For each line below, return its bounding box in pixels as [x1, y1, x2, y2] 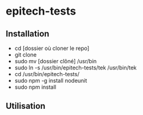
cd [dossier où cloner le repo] [14, 44, 90, 52]
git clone [14, 51, 37, 58]
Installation [5, 29, 50, 39]
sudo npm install [14, 83, 56, 91]
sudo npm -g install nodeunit [14, 77, 87, 84]
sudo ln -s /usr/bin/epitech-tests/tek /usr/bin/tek [14, 64, 137, 71]
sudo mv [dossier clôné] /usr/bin [14, 58, 97, 64]
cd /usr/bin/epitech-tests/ [14, 71, 80, 77]
